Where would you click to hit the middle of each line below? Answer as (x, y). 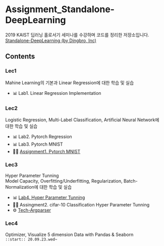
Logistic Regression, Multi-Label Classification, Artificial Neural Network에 (82, 120)
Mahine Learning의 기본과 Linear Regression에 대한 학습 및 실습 (70, 83)
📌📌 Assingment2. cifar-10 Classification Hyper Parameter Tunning (81, 205)
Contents (20, 57)
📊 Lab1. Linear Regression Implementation (57, 93)
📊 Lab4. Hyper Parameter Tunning (49, 198)
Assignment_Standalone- (60, 9)
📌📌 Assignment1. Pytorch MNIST (46, 151)
